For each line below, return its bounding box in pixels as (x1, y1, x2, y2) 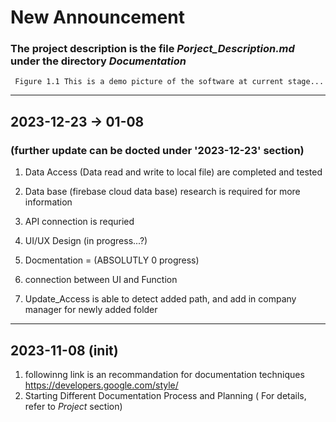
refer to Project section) (24, 400, 123, 412)
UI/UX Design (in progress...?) (24, 235, 148, 247)
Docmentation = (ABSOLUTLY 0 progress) (24, 254, 200, 266)
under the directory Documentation (10, 54, 187, 68)
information (24, 196, 73, 208)
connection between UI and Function (24, 274, 178, 286)
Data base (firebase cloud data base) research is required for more (24, 186, 301, 198)
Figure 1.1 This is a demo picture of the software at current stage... (14, 77, 325, 87)
